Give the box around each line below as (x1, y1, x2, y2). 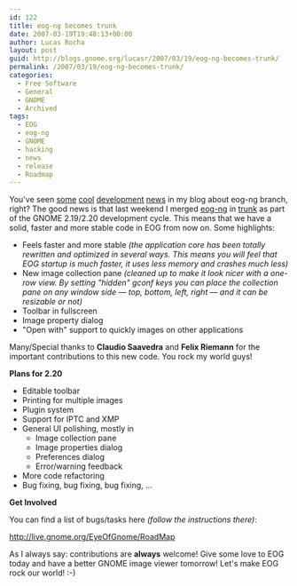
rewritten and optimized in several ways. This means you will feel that (21, 249, 277, 260)
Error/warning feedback (35, 461, 122, 471)
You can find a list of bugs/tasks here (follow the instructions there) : (9, 514, 257, 525)
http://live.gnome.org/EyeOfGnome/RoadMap (9, 532, 176, 542)
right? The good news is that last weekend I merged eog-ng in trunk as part (9, 203, 285, 214)
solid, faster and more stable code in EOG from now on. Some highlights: (9, 223, 275, 234)
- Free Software (17, 79, 77, 88)
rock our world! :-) (9, 567, 76, 578)
